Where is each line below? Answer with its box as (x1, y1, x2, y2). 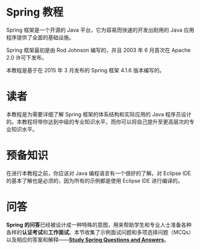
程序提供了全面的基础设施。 (6, 33, 75, 41)
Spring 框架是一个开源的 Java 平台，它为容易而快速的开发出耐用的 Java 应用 (6, 26, 195, 33)
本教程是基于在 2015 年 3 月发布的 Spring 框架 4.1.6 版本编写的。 (6, 66, 165, 73)
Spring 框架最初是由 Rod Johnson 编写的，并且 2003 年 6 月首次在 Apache (6, 46, 191, 54)
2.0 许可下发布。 (6, 54, 47, 61)
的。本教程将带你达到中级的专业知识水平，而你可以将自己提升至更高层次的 (6, 118, 189, 125)
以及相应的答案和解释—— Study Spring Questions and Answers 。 (6, 236, 170, 243)
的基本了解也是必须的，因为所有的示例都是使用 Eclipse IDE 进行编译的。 (6, 177, 183, 184)
